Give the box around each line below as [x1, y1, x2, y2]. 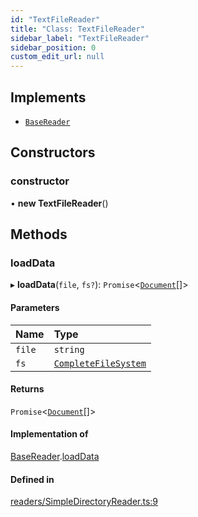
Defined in [10, 473, 55, 485]
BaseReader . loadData [10, 450, 100, 462]
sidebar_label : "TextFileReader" [10, 33, 150, 43]
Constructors [10, 144, 96, 161]
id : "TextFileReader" [10, 14, 101, 25]
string [53, 344, 85, 355]
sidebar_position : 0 [10, 42, 97, 53]
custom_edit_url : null [10, 52, 105, 62]
